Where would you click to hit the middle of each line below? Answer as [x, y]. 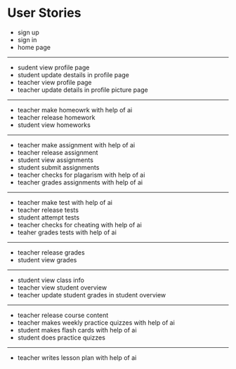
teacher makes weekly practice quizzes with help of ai [96, 322]
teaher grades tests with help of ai [67, 232]
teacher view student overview [62, 287]
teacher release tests [48, 210]
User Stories [44, 13]
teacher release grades [51, 252]
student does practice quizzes [61, 337]
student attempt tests [48, 217]
